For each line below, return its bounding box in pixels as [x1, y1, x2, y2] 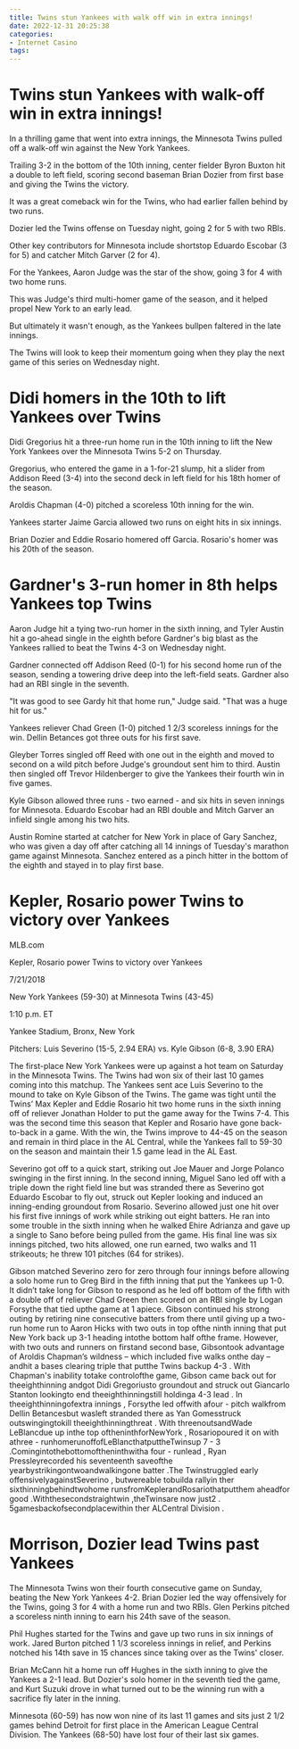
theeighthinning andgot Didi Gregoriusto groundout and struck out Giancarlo [9, 1380, 290, 1390]
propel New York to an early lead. [9, 303, 132, 314]
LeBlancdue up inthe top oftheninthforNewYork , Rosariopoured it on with [9, 1427, 279, 1438]
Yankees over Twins [9, 407, 162, 427]
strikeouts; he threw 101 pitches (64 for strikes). [9, 1248, 185, 1259]
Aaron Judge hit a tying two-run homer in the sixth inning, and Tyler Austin [9, 623, 284, 634]
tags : [9, 46, 29, 55]
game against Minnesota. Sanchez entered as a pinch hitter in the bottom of [9, 850, 288, 861]
